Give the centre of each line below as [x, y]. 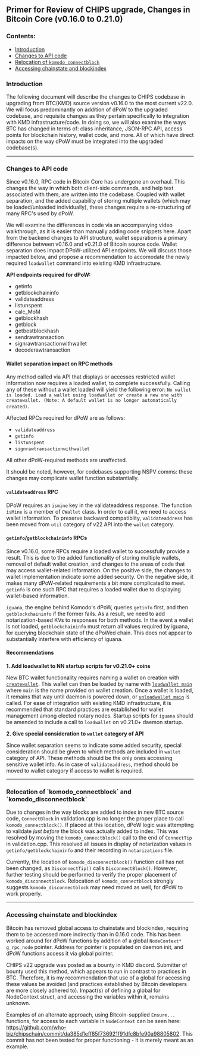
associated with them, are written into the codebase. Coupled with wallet [96, 194]
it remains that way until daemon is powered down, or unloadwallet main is [98, 697]
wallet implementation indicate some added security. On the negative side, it [100, 576]
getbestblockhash [37, 331]
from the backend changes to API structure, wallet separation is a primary [97, 238]
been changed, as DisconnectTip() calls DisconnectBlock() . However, [92, 868]
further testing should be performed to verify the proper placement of [92, 875]
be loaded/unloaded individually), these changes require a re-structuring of [99, 207]
